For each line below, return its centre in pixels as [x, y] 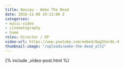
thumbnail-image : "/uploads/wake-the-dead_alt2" [56, 46]
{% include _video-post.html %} [37, 60]
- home [12, 33]
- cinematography [23, 28]
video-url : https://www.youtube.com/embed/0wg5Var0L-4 [62, 42]
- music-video [20, 23]
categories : [17, 19]
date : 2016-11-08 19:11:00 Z [35, 14]
